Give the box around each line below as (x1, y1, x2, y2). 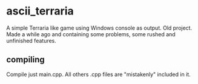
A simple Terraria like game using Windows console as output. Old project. (6, 24, 193, 31)
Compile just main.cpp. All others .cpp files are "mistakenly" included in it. (6, 71, 191, 78)
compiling (6, 54, 45, 65)
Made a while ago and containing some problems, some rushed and (6, 30, 176, 37)
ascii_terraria (6, 4, 74, 18)
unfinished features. (6, 37, 56, 44)
